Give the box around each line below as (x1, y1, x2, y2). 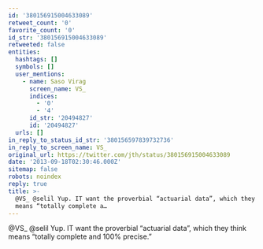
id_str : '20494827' (28, 114, 93, 122)
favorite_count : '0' (8, 26, 76, 34)
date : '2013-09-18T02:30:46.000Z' (8, 158, 122, 166)
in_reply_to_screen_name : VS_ (8, 143, 108, 151)
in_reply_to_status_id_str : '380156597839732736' (8, 136, 175, 144)
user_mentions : (15, 70, 65, 78)
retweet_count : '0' (8, 19, 72, 27)
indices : (28, 92, 58, 100)
